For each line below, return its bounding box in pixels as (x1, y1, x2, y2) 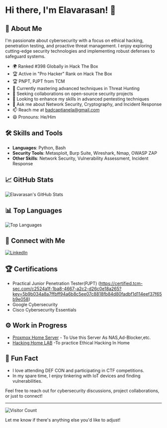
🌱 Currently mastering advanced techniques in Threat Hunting (12, 86, 140, 91)
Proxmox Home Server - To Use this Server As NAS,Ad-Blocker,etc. (12, 334, 151, 340)
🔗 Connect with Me (5, 236, 66, 245)
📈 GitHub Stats (5, 176, 54, 184)
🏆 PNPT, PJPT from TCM (12, 78, 65, 84)
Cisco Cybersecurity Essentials (12, 307, 77, 313)
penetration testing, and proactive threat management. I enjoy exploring (5, 43, 153, 49)
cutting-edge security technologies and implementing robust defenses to (5, 48, 155, 54)
